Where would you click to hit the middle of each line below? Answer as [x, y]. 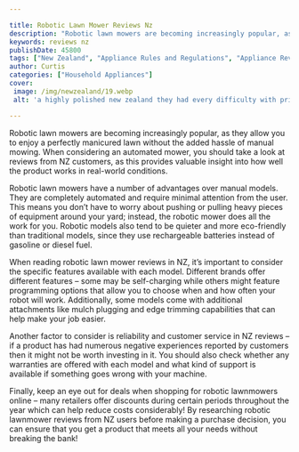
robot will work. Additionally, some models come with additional [126, 300]
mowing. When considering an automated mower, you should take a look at [147, 151]
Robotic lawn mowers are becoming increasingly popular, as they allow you [147, 133]
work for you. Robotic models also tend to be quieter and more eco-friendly [148, 226]
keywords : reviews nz [49, 42]
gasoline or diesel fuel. [51, 245]
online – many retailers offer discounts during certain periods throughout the [149, 400]
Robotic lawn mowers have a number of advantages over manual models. [144, 188]
